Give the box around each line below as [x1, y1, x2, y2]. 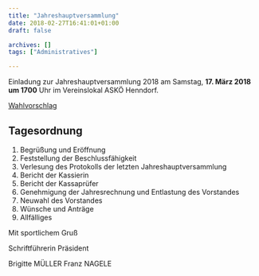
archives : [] [8, 41, 52, 49]
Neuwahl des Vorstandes [19, 196, 103, 205]
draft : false [8, 26, 52, 34]
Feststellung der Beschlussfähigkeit [19, 153, 137, 163]
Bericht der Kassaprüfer [19, 178, 99, 188]
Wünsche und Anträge [19, 204, 94, 213]
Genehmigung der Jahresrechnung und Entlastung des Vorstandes [19, 187, 240, 196]
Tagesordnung [8, 124, 83, 138]
